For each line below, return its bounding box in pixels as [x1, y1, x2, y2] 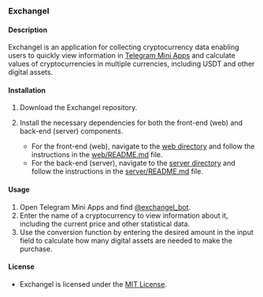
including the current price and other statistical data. [19, 218, 191, 229]
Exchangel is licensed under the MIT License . [19, 279, 168, 288]
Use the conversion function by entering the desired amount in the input [19, 227, 254, 236]
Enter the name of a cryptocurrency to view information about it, [19, 211, 228, 220]
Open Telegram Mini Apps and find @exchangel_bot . [19, 202, 191, 211]
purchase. [19, 244, 53, 253]
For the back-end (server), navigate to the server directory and [31, 159, 236, 168]
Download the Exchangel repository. [19, 103, 138, 112]
